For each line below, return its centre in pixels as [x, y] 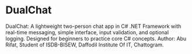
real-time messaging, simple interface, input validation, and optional [87, 32]
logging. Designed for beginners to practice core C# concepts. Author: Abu [96, 38]
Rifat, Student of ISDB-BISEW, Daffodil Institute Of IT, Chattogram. [85, 45]
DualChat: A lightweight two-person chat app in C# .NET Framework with [93, 26]
